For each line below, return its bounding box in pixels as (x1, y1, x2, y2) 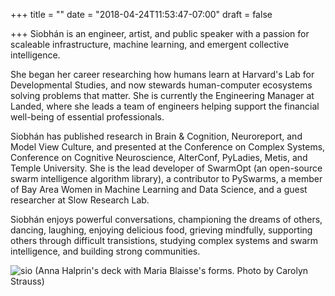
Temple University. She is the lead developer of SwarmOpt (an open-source (10, 162, 323, 174)
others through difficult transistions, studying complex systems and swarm (10, 235, 319, 246)
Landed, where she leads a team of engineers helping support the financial (10, 100, 320, 112)
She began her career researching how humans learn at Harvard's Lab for (10, 69, 315, 80)
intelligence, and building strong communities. (10, 245, 201, 257)
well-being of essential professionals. (10, 111, 165, 123)
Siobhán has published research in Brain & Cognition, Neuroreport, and (10, 130, 303, 142)
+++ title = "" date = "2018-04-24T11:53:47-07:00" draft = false (10, 9, 273, 20)
